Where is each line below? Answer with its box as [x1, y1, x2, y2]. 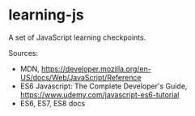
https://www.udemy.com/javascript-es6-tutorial [19, 89, 180, 99]
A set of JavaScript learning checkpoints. [8, 32, 146, 42]
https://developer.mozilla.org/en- [41, 63, 151, 74]
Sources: [8, 48, 39, 58]
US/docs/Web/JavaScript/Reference [19, 72, 142, 82]
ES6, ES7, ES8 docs [19, 98, 86, 108]
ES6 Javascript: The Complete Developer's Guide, [19, 81, 188, 91]
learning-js [8, 6, 84, 24]
